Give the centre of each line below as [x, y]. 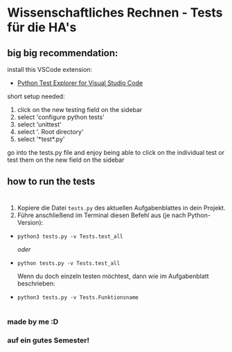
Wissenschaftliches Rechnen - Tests [115, 13]
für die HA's [42, 27]
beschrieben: [36, 283]
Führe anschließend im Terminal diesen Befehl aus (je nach [101, 215]
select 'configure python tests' [61, 117]
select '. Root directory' [51, 132]
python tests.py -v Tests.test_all [69, 263]
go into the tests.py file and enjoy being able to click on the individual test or [116, 152]
